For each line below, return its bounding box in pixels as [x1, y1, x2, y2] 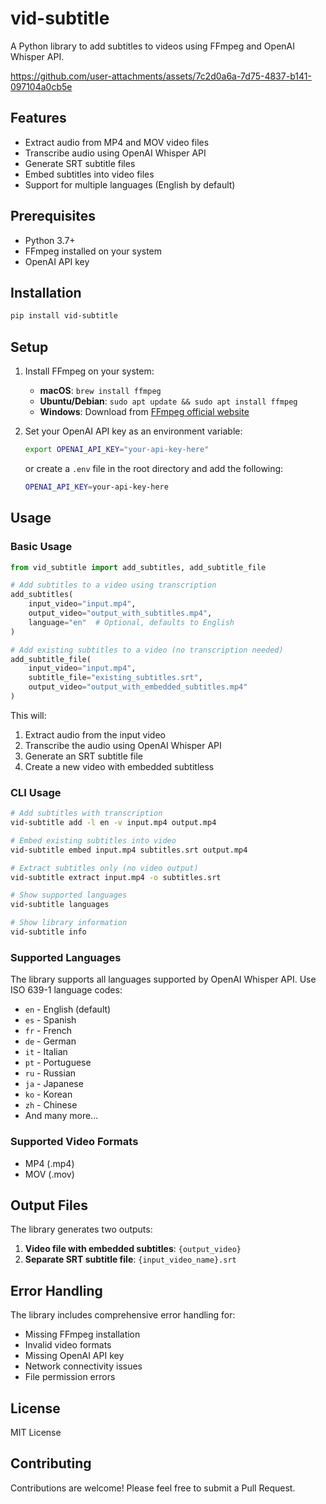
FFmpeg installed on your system [24, 245, 163, 257]
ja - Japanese [24, 1078, 84, 1090]
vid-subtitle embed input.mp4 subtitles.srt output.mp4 [10, 845, 248, 855]
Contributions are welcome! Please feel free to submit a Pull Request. [10, 1482, 296, 1494]
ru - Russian [24, 1067, 77, 1079]
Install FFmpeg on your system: [24, 365, 155, 377]
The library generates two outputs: [10, 1223, 153, 1236]
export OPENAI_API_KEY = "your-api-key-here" [24, 445, 210, 455]
